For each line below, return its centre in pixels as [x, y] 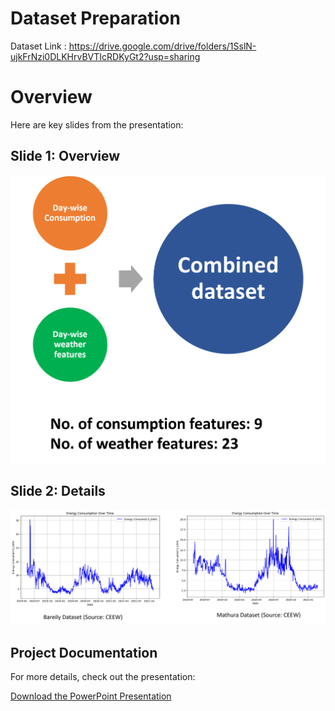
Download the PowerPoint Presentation [91, 696]
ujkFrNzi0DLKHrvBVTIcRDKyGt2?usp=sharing [105, 56]
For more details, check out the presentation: [103, 677]
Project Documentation [84, 652]
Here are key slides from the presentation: [97, 124]
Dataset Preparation [95, 18]
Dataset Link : [38, 46]
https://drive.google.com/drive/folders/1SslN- [162, 46]
